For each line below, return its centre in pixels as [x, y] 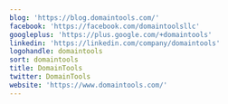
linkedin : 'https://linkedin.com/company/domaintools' [115, 43]
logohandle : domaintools [56, 52]
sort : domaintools [44, 60]
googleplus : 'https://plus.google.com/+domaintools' [111, 34]
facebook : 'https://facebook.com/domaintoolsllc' [105, 26]
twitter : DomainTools [50, 77]
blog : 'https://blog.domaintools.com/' [85, 18]
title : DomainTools [46, 69]
